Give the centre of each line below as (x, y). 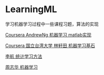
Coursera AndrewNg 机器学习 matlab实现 (48, 34)
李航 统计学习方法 (24, 56)
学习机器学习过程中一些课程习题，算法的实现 (52, 24)
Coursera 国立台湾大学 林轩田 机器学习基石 (50, 45)
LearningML (31, 9)
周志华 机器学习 (22, 67)
